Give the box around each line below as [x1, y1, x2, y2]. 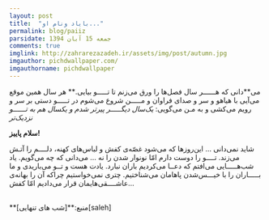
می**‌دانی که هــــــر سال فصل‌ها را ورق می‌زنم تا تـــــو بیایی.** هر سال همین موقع [9, 87, 261, 96]
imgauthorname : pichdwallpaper [9, 65, 115, 73]
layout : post [9, 11, 53, 20]
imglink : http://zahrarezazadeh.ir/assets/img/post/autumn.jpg [9, 49, 228, 57]
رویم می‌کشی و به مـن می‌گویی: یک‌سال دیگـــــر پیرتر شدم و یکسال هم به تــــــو [9, 104, 252, 113]
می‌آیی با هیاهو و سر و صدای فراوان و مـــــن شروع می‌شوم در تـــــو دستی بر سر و [9, 95, 260, 105]
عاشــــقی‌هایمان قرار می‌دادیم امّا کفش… [9, 178, 134, 188]
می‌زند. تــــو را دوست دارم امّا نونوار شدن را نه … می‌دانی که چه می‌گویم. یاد [9, 152, 240, 162]
